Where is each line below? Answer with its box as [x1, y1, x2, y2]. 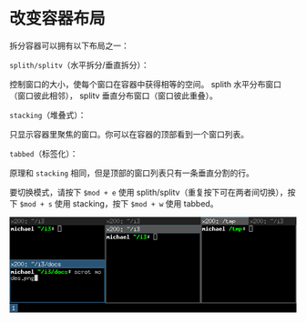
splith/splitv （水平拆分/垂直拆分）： [9, 59, 150, 70]
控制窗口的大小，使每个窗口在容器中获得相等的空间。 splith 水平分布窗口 [9, 78, 282, 89]
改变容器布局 [9, 8, 107, 29]
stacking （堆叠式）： [9, 109, 87, 120]
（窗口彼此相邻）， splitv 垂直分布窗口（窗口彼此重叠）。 [9, 90, 219, 101]
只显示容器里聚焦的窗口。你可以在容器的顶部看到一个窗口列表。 [9, 128, 249, 139]
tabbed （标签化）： [9, 147, 78, 159]
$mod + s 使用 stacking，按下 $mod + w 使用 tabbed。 [19, 197, 219, 209]
